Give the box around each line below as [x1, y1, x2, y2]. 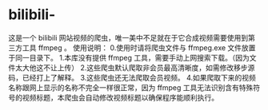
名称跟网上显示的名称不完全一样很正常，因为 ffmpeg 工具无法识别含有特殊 [8, 82, 254, 92]
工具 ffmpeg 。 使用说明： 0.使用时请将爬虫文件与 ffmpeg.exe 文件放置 [22, 42, 256, 53]
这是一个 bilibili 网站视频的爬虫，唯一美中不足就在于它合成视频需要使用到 [8, 33, 249, 42]
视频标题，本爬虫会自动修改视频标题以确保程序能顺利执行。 [22, 92, 218, 102]
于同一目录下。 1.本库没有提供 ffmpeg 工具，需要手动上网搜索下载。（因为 [8, 53, 250, 62]
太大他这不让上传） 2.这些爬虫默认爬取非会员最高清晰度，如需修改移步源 [14, 62, 255, 73]
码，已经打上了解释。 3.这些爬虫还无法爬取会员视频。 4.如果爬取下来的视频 [8, 73, 256, 82]
